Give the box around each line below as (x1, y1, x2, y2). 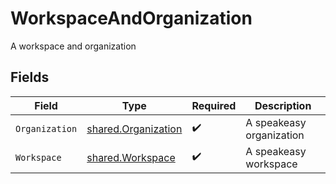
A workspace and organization (10, 40, 137, 52)
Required (191, 98, 237, 112)
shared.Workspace (86, 150, 176, 164)
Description (254, 98, 312, 112)
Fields (10, 69, 50, 86)
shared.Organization (86, 122, 183, 136)
